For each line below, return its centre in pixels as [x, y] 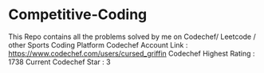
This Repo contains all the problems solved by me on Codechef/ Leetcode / [132, 36]
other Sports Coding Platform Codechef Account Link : [98, 44]
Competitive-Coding [78, 15]
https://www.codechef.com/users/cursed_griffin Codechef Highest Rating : [132, 53]
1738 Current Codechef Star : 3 [59, 62]
